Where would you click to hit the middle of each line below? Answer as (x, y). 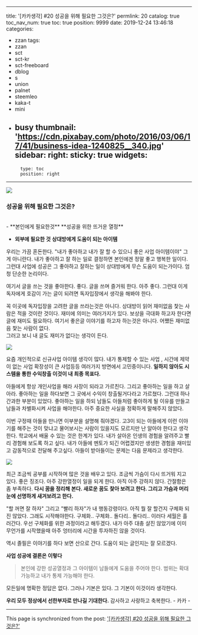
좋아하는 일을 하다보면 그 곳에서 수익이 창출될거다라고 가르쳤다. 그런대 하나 (104, 394)
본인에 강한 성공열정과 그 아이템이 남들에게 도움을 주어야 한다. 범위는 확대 (105, 568)
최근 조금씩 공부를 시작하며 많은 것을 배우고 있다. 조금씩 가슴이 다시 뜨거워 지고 (96, 474)
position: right (40, 174)
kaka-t (22, 103)
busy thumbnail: (45, 128)
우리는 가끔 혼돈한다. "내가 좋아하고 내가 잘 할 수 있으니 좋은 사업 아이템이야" (94, 252)
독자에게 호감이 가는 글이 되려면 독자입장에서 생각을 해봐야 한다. (79, 294)
